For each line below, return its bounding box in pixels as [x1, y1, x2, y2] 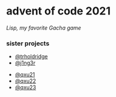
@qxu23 [14, 84, 36, 91]
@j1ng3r [14, 59, 36, 67]
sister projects [6, 39, 50, 48]
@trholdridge [14, 53, 48, 60]
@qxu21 [14, 71, 35, 78]
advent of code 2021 [6, 4, 111, 18]
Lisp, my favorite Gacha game [6, 24, 81, 31]
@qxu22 [14, 77, 36, 85]
